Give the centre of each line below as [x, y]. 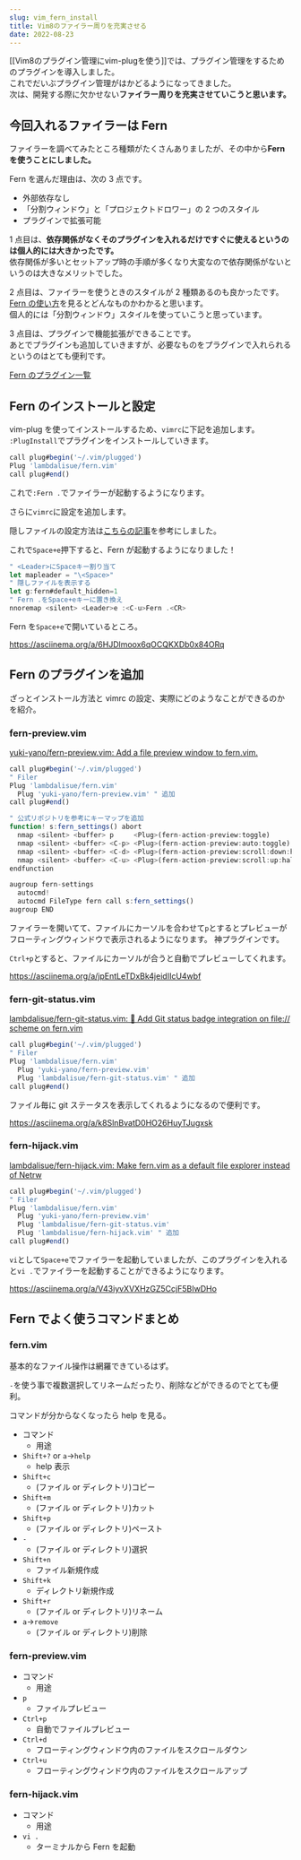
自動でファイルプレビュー [83, 1729]
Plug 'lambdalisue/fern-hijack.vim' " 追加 [99, 1233]
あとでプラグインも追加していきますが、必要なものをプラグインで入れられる [150, 345]
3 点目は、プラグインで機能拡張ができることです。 [103, 333]
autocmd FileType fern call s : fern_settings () [106, 902]
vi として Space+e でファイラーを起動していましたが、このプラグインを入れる [149, 1259]
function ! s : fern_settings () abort [76, 827]
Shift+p [36, 1518]
